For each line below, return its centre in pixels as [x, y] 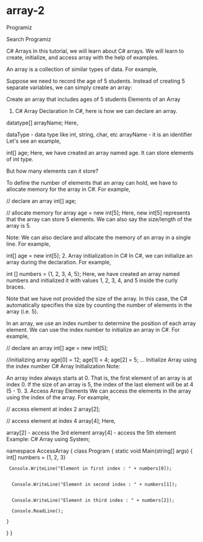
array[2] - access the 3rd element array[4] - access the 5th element [91, 433]
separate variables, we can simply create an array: [69, 87]
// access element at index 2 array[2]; [53, 409]
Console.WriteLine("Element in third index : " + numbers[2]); [93, 500]
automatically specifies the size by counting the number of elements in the [99, 305]
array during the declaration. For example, [59, 262]
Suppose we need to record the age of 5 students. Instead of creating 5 [96, 81]
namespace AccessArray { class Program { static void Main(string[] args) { [99, 451]
